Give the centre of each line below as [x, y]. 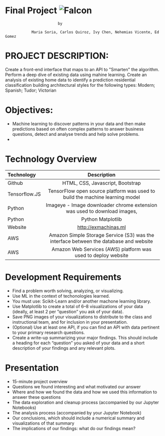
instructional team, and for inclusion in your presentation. [70, 322]
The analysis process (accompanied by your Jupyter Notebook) [77, 412]
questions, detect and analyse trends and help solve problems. [76, 134]
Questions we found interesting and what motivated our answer [76, 386]
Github [15, 183]
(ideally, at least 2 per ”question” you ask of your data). [68, 311]
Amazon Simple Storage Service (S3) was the [102, 235]
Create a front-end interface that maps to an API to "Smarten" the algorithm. [82, 69]
